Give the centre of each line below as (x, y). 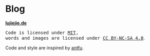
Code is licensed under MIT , (42, 33)
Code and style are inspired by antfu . (44, 48)
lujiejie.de (16, 23)
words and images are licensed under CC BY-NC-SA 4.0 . (75, 38)
